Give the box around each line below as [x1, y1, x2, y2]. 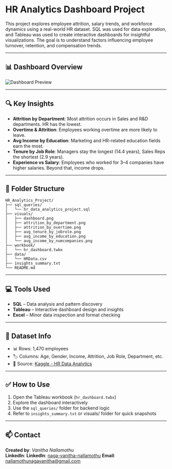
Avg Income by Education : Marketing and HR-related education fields [12, 137, 161, 143]
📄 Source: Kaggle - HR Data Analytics [12, 361, 92, 367]
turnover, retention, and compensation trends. [5, 42, 102, 48]
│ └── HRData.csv [5, 256, 47, 261]
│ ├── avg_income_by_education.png [5, 234, 86, 239]
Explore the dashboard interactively [12, 399, 88, 405]
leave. [12, 132, 26, 138]
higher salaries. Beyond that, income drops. [12, 164, 105, 171]
